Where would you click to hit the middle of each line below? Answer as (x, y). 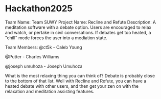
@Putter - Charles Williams (32, 56)
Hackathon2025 (39, 9)
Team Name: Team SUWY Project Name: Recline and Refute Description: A (80, 22)
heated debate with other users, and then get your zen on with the (72, 86)
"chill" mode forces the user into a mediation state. (56, 38)
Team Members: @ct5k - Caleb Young (44, 47)
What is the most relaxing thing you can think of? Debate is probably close (80, 75)
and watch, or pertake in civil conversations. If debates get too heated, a (78, 32)
